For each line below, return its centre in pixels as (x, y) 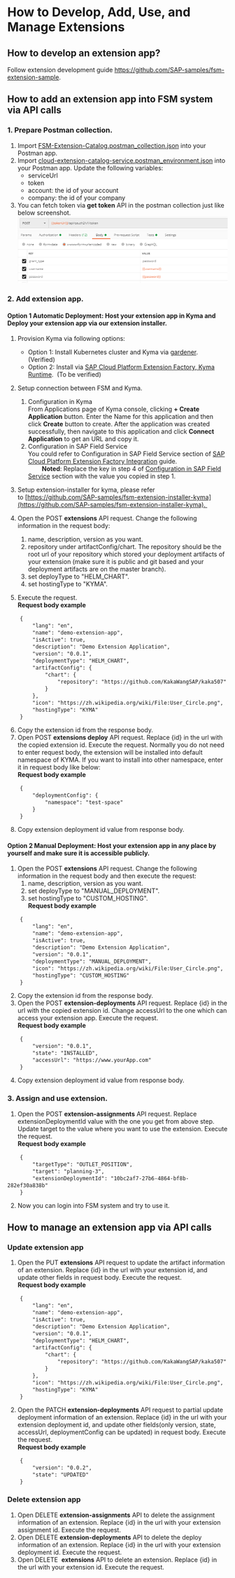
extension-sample (33, 77)
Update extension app (45, 1248)
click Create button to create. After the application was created (119, 424)
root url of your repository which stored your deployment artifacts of (126, 554)
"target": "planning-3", (69, 1171)
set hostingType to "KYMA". (68, 584)
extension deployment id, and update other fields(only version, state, (116, 1425)
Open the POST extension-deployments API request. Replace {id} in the (122, 1003)
